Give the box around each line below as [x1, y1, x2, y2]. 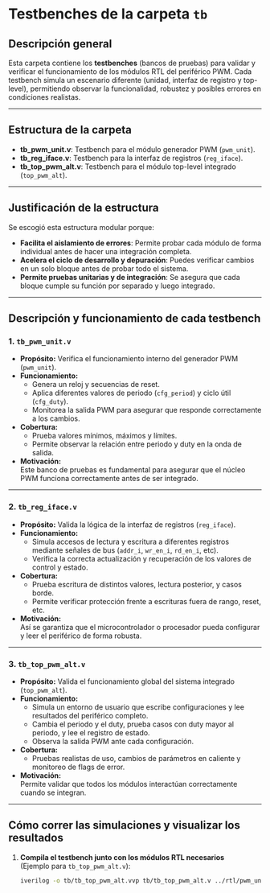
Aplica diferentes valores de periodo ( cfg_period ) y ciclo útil [31, 388, 231, 398]
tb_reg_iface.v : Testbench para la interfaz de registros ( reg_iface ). [19, 153, 243, 163]
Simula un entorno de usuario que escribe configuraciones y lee [31, 702, 245, 712]
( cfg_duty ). [31, 397, 69, 406]
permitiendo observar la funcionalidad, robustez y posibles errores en [30, 84, 261, 93]
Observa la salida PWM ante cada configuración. [31, 736, 194, 746]
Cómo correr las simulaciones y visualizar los [8, 818, 241, 833]
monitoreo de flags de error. [31, 762, 125, 772]
